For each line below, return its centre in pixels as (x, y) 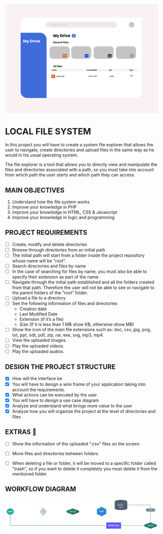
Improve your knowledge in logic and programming (63, 217)
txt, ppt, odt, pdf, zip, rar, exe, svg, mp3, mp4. (58, 335)
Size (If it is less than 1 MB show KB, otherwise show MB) (77, 324)
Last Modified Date (38, 314)
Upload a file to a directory (39, 298)
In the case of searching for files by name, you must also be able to (80, 271)
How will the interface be (37, 378)
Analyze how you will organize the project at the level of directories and (84, 411)
